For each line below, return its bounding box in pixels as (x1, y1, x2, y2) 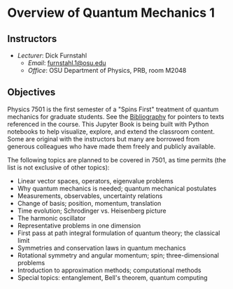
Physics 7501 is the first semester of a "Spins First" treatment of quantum (7, 105, 219, 113)
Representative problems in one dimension (17, 221, 141, 230)
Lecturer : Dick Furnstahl (17, 51, 87, 59)
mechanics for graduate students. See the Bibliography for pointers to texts (7, 112, 225, 120)
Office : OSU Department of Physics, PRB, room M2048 (27, 66, 187, 74)
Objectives (7, 86, 56, 99)
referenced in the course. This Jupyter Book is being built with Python (7, 120, 209, 128)
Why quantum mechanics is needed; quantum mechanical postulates (17, 184, 217, 192)
